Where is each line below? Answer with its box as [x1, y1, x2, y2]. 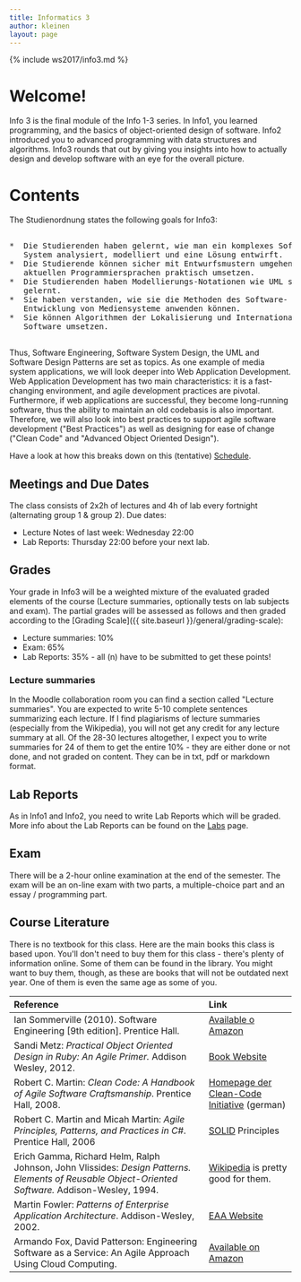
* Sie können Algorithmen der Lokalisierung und [9, 313, 232, 323]
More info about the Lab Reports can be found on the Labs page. [9, 819, 249, 830]
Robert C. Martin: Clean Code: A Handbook [13, 1076, 195, 1088]
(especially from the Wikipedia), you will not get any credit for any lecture [9, 723, 280, 733]
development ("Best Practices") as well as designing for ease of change [9, 423, 275, 435]
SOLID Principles [209, 1124, 279, 1137]
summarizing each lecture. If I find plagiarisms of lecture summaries [9, 714, 261, 724]
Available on [209, 1241, 260, 1253]
